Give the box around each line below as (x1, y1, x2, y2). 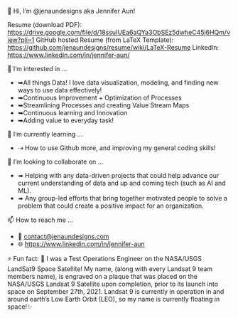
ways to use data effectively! (17, 86, 102, 94)
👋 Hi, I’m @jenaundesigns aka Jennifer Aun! (7, 7, 136, 15)
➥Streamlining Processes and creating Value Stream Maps (17, 101, 190, 110)
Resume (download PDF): (7, 21, 82, 28)
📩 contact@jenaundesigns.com (17, 232, 109, 240)
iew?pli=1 (7, 36, 35, 44)
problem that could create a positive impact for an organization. (17, 201, 204, 210)
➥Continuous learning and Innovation (17, 109, 128, 117)
